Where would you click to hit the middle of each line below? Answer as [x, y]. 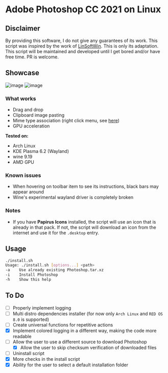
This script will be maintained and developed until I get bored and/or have [83, 51]
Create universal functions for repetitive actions [63, 325]
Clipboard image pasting [39, 115]
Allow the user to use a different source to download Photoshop [80, 342]
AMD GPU [23, 162]
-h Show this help [28, 280]
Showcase [22, 73]
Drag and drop [28, 110]
